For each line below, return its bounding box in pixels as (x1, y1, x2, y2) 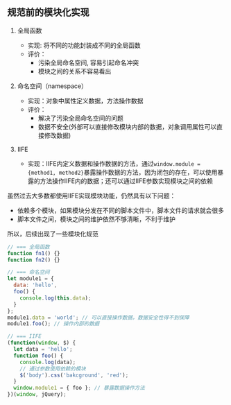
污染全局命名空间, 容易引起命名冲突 (37, 58, 139, 67)
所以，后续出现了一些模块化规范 (7, 230, 99, 238)
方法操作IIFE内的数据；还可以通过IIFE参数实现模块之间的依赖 (40, 176, 213, 185)
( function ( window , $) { (7, 339, 76, 347)
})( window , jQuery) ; (7, 391, 67, 398)
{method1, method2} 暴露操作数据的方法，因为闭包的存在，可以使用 (27, 168, 218, 176)
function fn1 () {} (7, 250, 60, 257)
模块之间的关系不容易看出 (37, 67, 112, 75)
